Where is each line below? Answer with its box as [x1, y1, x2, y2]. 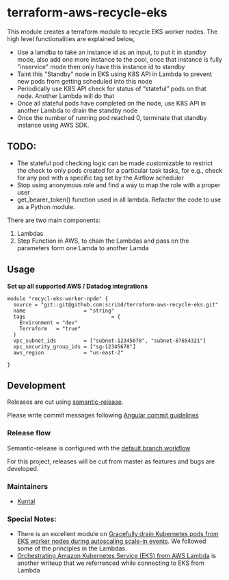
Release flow [7, 428, 51, 438]
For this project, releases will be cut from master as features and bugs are [7, 457, 215, 466]
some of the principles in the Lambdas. [16, 544, 127, 553]
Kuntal [16, 497, 36, 505]
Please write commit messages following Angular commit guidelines [7, 411, 200, 420]
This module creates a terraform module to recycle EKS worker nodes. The [7, 27, 218, 36]
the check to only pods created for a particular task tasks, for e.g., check [16, 166, 223, 174]
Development [7, 379, 66, 391]
